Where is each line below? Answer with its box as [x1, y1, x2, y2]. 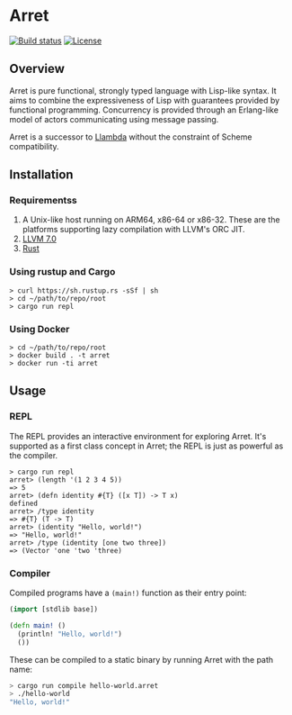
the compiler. [9, 449, 58, 460]
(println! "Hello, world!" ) [17, 629, 123, 638]
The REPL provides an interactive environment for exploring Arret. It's [9, 430, 267, 441]
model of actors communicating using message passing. [9, 113, 219, 124]
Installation [9, 167, 74, 183]
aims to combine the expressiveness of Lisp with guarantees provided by [9, 95, 280, 105]
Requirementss [9, 195, 78, 207]
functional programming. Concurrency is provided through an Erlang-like [9, 104, 279, 115]
